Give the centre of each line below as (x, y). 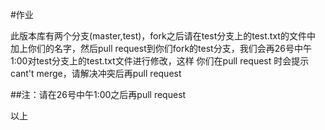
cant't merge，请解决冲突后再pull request (96, 73)
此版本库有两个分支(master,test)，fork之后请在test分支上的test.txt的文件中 (163, 36)
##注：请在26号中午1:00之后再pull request (98, 94)
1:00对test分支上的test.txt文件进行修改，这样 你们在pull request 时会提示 (160, 61)
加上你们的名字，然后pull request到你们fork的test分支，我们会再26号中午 (161, 48)
